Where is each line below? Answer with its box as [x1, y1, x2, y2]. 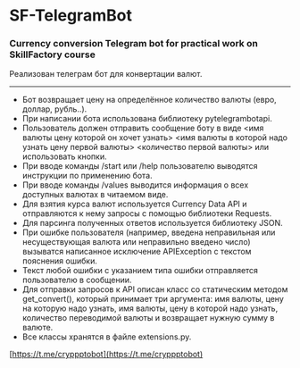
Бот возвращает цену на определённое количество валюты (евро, [21, 95, 277, 105]
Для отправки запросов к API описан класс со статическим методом [21, 284, 288, 295]
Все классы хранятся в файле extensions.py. [21, 331, 192, 342]
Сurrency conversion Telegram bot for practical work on [9, 38, 259, 50]
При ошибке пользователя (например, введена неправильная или [21, 227, 276, 238]
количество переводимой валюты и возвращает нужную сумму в [21, 313, 275, 323]
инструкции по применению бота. [21, 171, 154, 181]
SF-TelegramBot [9, 5, 132, 26]
